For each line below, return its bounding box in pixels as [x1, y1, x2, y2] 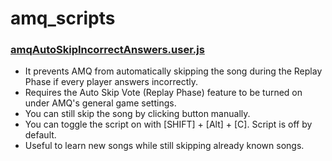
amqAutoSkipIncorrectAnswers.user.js [10, 43, 205, 57]
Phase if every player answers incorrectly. [24, 76, 198, 88]
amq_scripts [10, 7, 116, 30]
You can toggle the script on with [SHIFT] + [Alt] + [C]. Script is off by [24, 118, 313, 131]
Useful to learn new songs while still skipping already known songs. [24, 140, 305, 152]
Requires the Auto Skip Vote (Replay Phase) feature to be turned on [24, 87, 303, 99]
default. [24, 129, 57, 141]
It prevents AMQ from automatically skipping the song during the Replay [24, 65, 323, 77]
